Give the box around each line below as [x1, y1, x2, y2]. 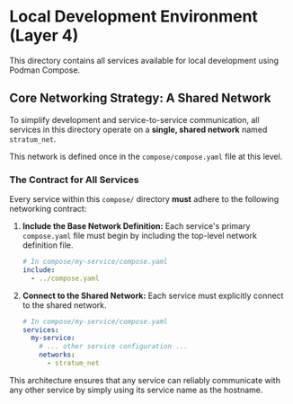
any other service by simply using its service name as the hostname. [9, 384, 263, 395]
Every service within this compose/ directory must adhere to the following [9, 194, 280, 205]
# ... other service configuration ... [39, 342, 189, 351]
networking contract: [9, 204, 87, 215]
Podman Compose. [9, 65, 81, 75]
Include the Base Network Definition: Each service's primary [22, 221, 251, 232]
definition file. [22, 240, 74, 250]
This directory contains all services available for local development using [9, 55, 280, 66]
